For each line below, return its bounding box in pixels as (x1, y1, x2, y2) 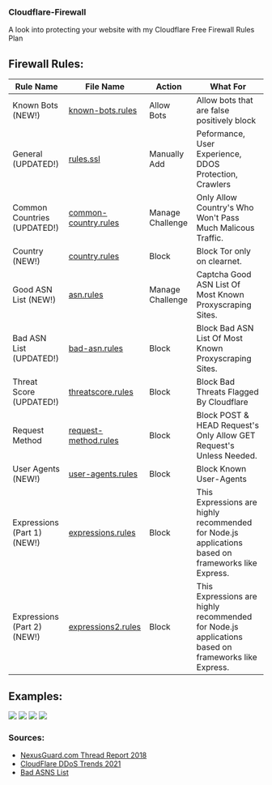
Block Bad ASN (196, 322, 254, 334)
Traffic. (196, 233, 224, 244)
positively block (196, 115, 257, 126)
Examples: (8, 689, 63, 703)
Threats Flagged (196, 386, 259, 398)
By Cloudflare (196, 396, 249, 407)
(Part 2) (12, 621, 42, 633)
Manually (149, 148, 185, 160)
